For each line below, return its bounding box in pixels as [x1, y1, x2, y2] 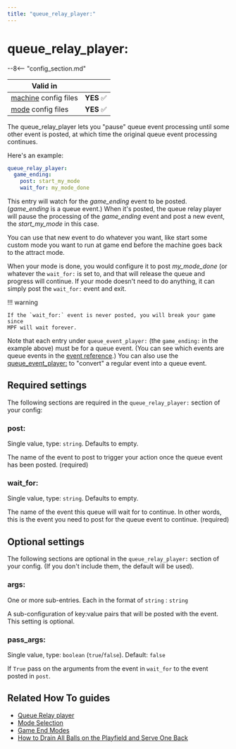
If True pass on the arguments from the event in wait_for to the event [7, 664, 209, 673]
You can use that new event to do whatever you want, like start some [7, 234, 208, 242]
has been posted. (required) [7, 460, 89, 469]
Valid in [31, 80, 58, 90]
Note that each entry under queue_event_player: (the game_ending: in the [7, 337, 218, 345]
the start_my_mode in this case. [7, 220, 100, 228]
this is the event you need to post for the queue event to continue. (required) [7, 515, 230, 524]
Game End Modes [17, 726, 70, 734]
